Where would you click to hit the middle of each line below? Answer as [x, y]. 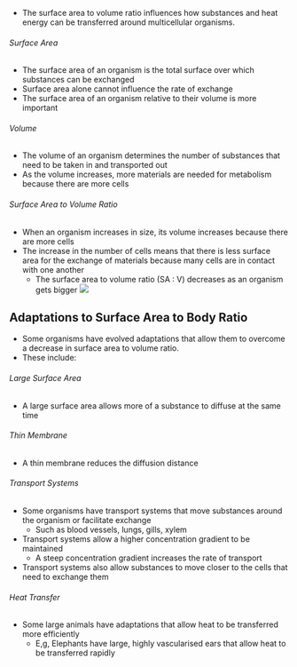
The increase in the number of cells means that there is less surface [146, 250]
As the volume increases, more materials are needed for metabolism [147, 175]
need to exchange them [65, 577]
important [40, 108]
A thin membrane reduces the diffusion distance [110, 463]
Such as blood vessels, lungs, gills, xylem [111, 530]
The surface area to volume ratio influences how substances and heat [150, 13]
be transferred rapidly [75, 653]
